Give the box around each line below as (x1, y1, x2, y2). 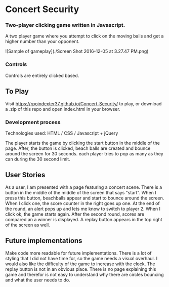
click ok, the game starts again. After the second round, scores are (5, 211, 145, 217)
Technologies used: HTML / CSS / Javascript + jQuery (5, 130, 118, 136)
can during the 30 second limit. (5, 156, 70, 162)
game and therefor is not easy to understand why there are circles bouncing (5, 271, 164, 277)
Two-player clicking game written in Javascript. (5, 22, 125, 29)
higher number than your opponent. (5, 38, 80, 45)
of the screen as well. (5, 222, 50, 228)
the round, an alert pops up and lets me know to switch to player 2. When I (5, 206, 161, 212)
